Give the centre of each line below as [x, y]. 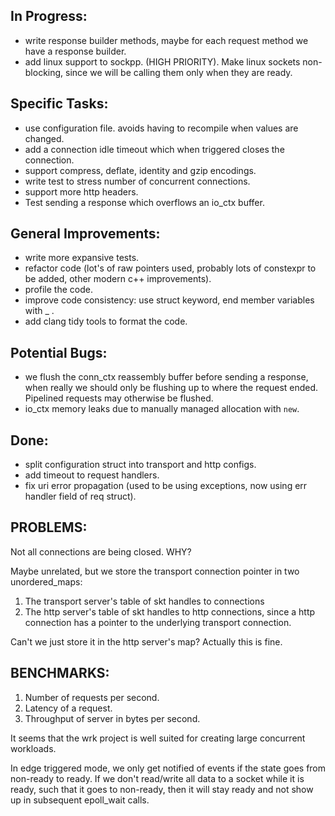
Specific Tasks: [59, 104]
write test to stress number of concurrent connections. [137, 181]
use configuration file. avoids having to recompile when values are [161, 128]
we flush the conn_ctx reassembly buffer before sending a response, [166, 377]
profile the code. [58, 290]
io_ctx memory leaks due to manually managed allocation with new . [162, 409]
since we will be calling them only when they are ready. [179, 72]
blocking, [44, 72]
